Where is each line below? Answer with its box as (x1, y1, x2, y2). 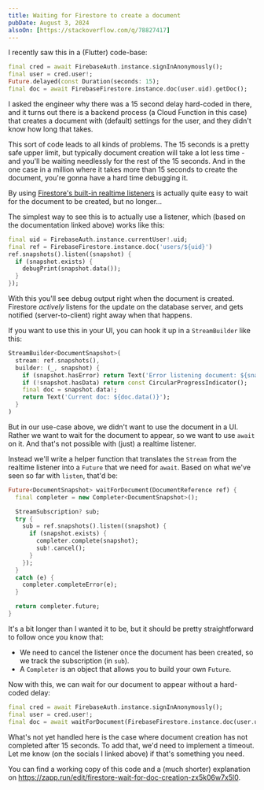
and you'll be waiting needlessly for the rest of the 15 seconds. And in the (8, 156, 246, 165)
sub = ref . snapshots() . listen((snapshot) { (22, 522, 167, 530)
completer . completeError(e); (22, 580, 118, 589)
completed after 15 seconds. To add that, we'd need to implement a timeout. (8, 740, 255, 750)
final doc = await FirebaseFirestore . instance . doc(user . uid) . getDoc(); (8, 85, 247, 93)
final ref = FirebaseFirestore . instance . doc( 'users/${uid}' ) (8, 243, 213, 250)
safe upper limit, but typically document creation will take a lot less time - (8, 147, 245, 158)
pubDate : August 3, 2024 (8, 19, 90, 27)
